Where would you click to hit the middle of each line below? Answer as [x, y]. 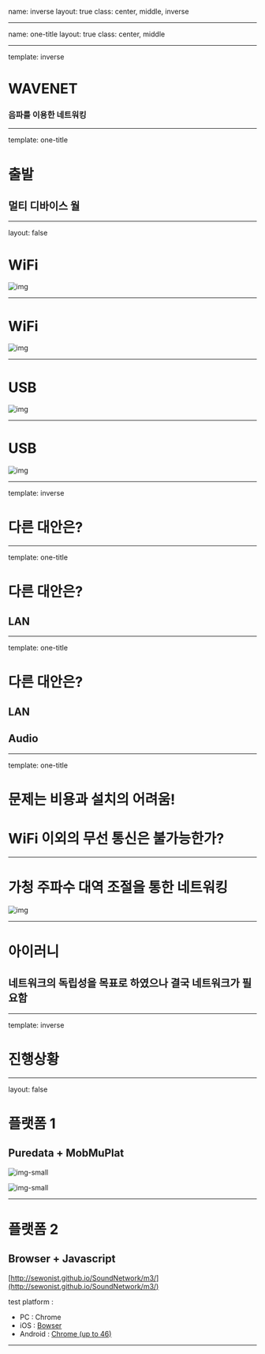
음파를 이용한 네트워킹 [47, 115]
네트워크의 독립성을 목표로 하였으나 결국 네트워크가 [124, 983]
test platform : [31, 1301]
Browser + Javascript [62, 1259]
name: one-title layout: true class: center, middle [87, 34]
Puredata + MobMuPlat [66, 1153]
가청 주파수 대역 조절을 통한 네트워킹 [118, 887]
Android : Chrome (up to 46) [65, 1333]
